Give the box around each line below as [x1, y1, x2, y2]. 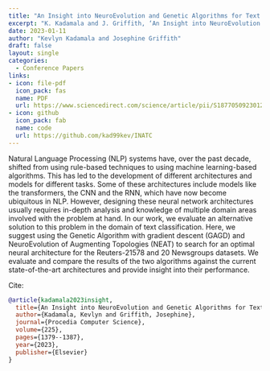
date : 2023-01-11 [8, 27, 67, 35]
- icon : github [8, 109, 59, 117]
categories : [8, 57, 48, 65]
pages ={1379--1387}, [15, 333, 84, 341]
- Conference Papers [15, 64, 84, 72]
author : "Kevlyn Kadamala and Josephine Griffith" [8, 34, 182, 43]
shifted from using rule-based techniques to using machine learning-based [8, 162, 257, 171]
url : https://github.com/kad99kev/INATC [15, 131, 153, 139]
